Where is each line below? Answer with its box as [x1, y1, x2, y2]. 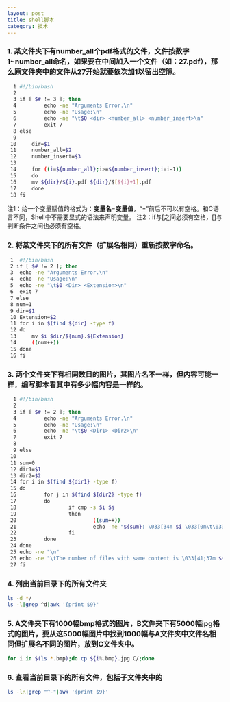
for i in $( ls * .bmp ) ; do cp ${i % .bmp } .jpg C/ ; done [7, 655, 155, 662]
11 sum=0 [10, 460, 36, 466]
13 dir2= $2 [10, 472, 41, 479]
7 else [10, 294, 29, 301]
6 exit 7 [10, 288, 38, 295]
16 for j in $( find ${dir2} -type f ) [10, 491, 142, 499]
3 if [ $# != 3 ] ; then [13, 96, 81, 103]
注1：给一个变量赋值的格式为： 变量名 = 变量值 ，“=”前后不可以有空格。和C [7, 205, 214, 213]
